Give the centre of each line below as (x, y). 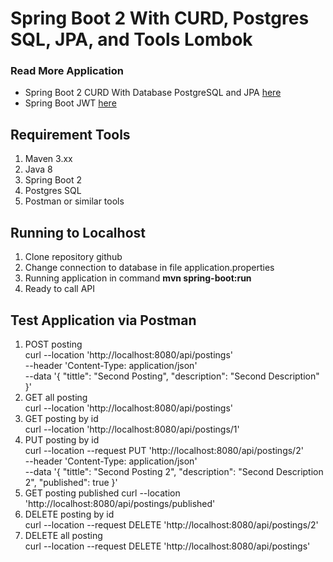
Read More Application (67, 71)
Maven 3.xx (48, 159)
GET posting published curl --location (102, 493)
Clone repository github (73, 257)
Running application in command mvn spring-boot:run (138, 278)
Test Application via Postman (103, 320)
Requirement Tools (70, 134)
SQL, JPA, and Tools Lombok (131, 39)
